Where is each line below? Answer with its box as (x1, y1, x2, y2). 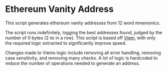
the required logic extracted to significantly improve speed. (5, 40, 127, 46)
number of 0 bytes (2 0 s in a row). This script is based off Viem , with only (5, 35, 156, 41)
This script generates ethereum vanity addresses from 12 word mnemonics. (5, 20, 161, 26)
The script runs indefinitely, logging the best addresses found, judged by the (5, 29, 163, 35)
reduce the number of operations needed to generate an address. (5, 60, 141, 66)
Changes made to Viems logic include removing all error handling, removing (5, 50, 161, 56)
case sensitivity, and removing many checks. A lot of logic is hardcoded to (5, 55, 158, 61)
